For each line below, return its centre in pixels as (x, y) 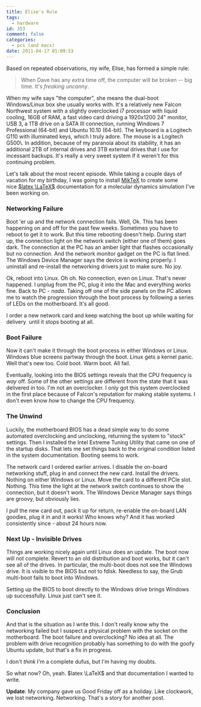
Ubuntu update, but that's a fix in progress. (59, 650)
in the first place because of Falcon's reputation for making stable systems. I (101, 394)
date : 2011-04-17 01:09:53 (40, 51)
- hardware (25, 23)
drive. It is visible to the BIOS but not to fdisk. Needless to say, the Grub (94, 571)
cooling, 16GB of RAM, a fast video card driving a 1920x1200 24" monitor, (97, 117)
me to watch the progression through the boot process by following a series (100, 297)
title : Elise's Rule (32, 12)
